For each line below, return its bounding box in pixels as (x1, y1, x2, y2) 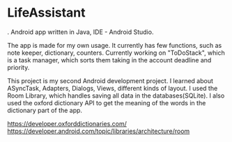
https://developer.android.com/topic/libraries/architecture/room (7, 127, 190, 135)
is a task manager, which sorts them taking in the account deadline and (7, 55, 212, 64)
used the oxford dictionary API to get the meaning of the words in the (7, 98, 206, 107)
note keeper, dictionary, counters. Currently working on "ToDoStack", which (7, 48, 225, 57)
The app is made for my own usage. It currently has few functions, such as (7, 41, 222, 49)
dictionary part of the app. (7, 106, 82, 114)
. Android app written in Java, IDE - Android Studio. (7, 28, 154, 36)
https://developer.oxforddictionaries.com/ (7, 119, 127, 127)
